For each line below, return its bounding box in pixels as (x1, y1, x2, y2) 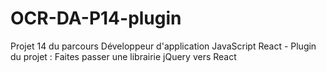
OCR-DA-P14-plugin (10, 7, 182, 30)
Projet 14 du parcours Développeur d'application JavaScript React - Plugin (10, 40, 317, 52)
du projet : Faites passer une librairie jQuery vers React (10, 50, 237, 62)
